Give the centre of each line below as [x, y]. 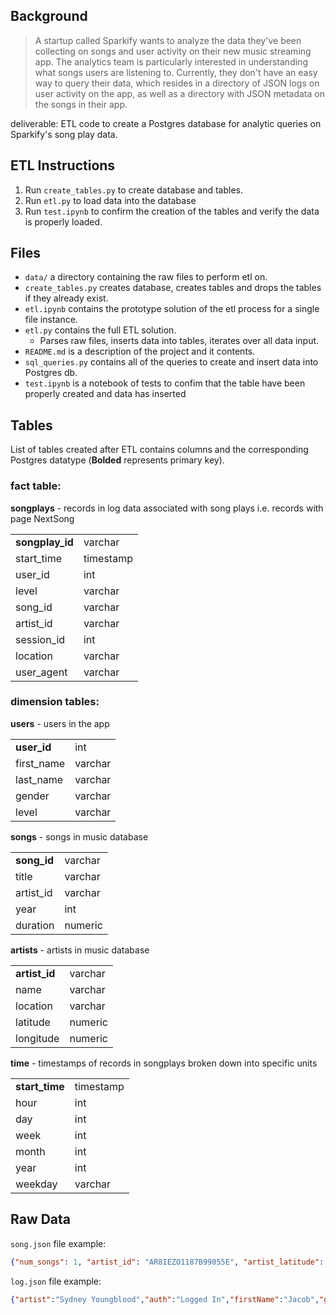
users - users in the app [60, 723]
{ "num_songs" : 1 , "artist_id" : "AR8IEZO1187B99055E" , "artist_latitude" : [167, 1262]
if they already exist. [66, 298]
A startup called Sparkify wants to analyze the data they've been [168, 40]
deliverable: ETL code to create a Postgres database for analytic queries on [166, 123]
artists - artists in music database [80, 950]
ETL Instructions [63, 165]
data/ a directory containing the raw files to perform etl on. [146, 277]
